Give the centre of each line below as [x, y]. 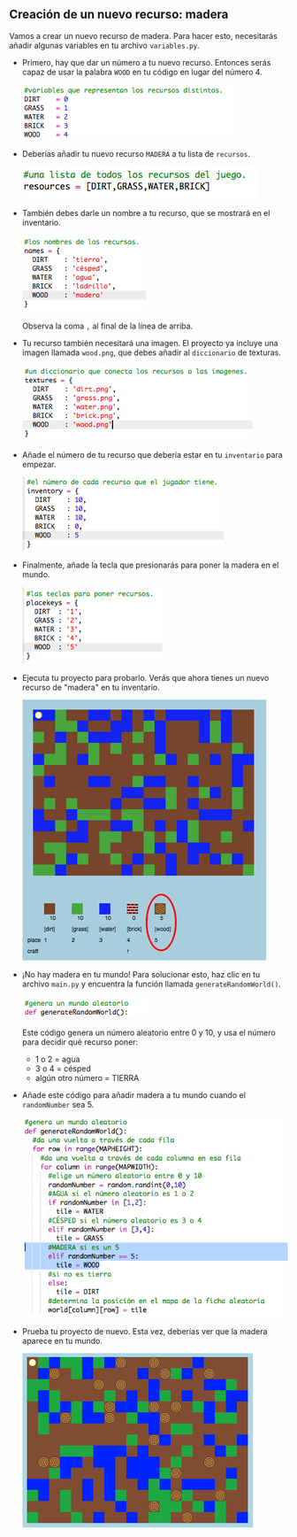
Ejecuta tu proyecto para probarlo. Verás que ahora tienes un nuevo [145, 677]
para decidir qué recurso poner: [80, 1042]
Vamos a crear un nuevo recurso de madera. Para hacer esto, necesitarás [144, 35]
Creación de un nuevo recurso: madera [119, 15]
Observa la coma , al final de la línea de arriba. [107, 326]
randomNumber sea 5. [58, 1104]
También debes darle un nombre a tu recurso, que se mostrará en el [146, 212]
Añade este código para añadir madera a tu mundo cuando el [133, 1095]
